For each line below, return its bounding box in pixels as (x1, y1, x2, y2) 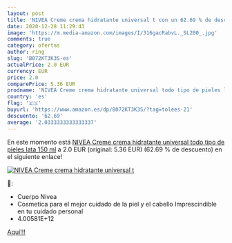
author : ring (7, 49, 45, 56)
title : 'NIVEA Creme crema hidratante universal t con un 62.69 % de (7, 17, 212, 23)
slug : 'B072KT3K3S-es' (7, 55, 72, 62)
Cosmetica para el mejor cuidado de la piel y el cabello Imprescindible (17, 200, 217, 208)
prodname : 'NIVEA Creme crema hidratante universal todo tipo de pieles (7, 87, 221, 94)
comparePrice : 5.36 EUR (7, 81, 76, 87)
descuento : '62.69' (7, 112, 64, 119)
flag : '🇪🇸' (7, 100, 41, 107)
